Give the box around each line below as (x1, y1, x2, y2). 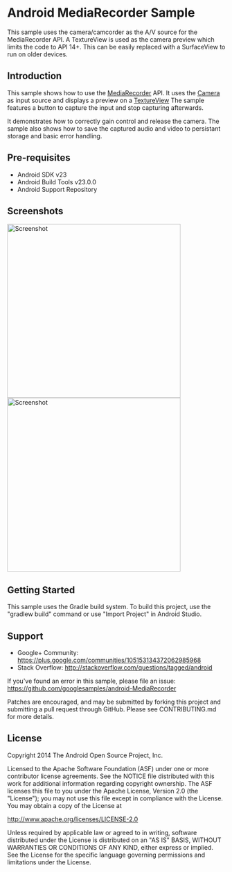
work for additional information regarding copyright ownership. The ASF (7, 779, 213, 787)
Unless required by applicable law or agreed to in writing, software (7, 828, 197, 837)
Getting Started (7, 584, 75, 596)
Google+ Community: (17, 649, 79, 656)
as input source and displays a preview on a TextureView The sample (7, 96, 204, 104)
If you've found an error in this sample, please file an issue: (7, 677, 176, 685)
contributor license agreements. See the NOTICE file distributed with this (7, 772, 215, 780)
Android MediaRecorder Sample (7, 5, 195, 21)
